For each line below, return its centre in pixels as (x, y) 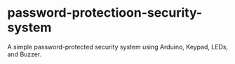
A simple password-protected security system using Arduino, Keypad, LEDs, (118, 47)
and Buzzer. (25, 54)
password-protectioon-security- (105, 13)
